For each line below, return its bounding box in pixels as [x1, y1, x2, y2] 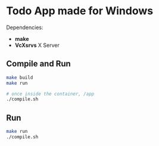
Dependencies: [6, 24, 43, 31]
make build [6, 74, 33, 81]
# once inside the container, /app [6, 91, 95, 97]
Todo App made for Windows [6, 4, 154, 18]
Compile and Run [6, 59, 71, 69]
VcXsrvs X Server [14, 42, 60, 49]
